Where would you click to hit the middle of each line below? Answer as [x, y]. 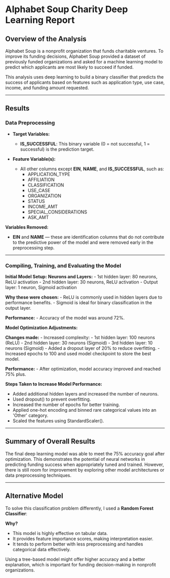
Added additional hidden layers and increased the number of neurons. [86, 393]
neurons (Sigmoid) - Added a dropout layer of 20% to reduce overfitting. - [83, 348]
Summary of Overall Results [50, 441]
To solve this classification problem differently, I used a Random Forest [79, 508]
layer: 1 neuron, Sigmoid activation [41, 287]
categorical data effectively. [41, 549]
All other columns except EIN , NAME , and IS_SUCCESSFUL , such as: [92, 169]
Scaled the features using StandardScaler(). [58, 421]
